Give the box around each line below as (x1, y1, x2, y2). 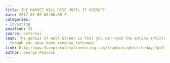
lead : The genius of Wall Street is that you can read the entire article (5, 36, 166, 41)
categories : (5, 17, 30, 22)
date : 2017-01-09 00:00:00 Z (5, 12, 67, 17)
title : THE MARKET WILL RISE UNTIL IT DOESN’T (5, 7, 105, 13)
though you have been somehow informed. (10, 41, 96, 46)
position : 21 (5, 26, 33, 31)
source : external (5, 31, 42, 36)
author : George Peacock (5, 50, 56, 55)
